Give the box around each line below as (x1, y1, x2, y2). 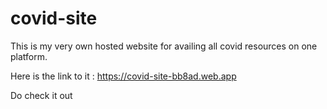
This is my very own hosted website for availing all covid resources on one (10, 40, 318, 52)
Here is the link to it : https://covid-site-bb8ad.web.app (10, 70, 237, 82)
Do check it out (10, 89, 73, 101)
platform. (10, 50, 48, 62)
